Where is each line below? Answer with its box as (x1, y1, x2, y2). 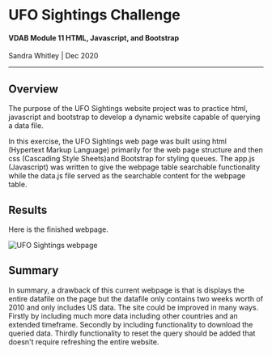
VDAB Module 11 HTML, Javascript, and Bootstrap (8, 32, 180, 42)
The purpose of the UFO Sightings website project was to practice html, (8, 104, 249, 113)
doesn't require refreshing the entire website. (8, 336, 159, 346)
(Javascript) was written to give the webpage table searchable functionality (8, 162, 261, 172)
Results (8, 203, 48, 216)
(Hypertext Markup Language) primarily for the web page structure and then (8, 145, 263, 155)
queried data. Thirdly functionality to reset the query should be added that (8, 328, 256, 338)
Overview (8, 82, 59, 96)
